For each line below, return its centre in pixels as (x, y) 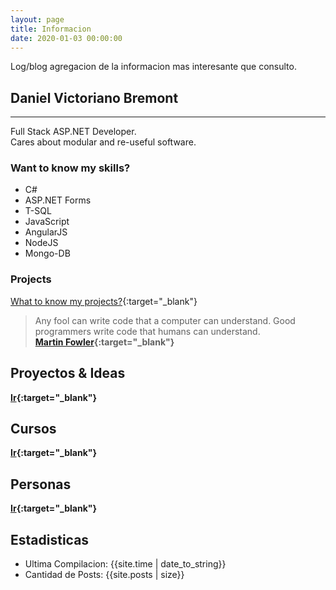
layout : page (37, 19)
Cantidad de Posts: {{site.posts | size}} (104, 575)
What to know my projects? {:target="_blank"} (104, 301)
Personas (41, 484)
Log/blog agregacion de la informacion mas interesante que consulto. (153, 67)
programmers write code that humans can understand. (147, 331)
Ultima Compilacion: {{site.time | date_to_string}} (125, 564)
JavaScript (47, 222)
